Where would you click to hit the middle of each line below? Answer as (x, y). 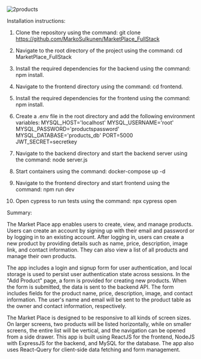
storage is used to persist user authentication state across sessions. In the (98, 274)
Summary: (19, 213)
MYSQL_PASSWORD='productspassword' (67, 129)
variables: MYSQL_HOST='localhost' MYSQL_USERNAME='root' (95, 122)
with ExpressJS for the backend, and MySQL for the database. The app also (100, 343)
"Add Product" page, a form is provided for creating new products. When (97, 280)
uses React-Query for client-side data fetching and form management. (94, 349)
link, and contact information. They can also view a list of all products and (98, 250)
